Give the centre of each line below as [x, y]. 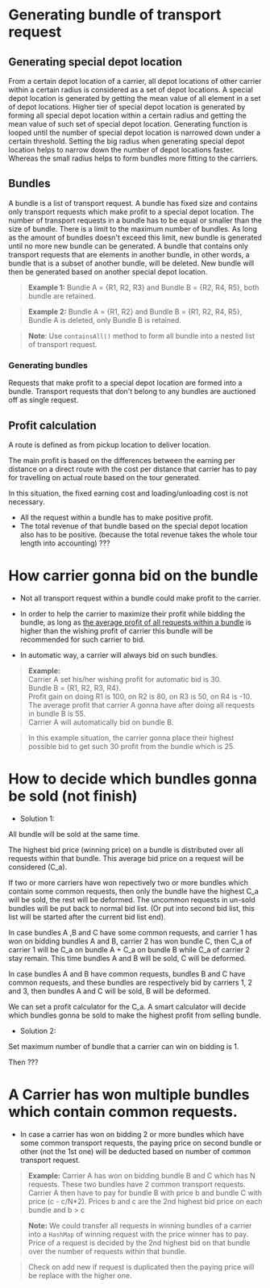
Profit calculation [52, 425]
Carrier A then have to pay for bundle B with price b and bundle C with [145, 1193]
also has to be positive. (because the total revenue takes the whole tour [139, 534]
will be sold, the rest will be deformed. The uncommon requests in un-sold [132, 899]
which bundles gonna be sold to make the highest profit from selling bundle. [135, 1015]
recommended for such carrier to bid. [82, 639]
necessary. [27, 501]
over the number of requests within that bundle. [107, 1251]
